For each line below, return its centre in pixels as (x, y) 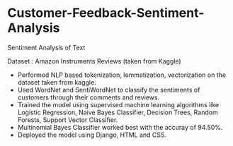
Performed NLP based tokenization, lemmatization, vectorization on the (122, 75)
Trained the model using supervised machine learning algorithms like (118, 104)
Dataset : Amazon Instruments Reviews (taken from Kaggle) (95, 61)
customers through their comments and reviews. (89, 97)
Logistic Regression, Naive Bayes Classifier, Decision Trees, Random (118, 112)
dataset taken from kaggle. (57, 82)
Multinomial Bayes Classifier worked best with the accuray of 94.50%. (120, 127)
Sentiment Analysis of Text (46, 47)
